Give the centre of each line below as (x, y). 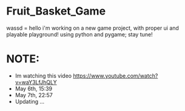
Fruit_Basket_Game (56, 11)
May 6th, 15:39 (34, 89)
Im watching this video (43, 76)
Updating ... (30, 101)
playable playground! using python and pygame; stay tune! (79, 34)
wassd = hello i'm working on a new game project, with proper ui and (92, 28)
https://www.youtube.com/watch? (115, 76)
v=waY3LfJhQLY (36, 82)
